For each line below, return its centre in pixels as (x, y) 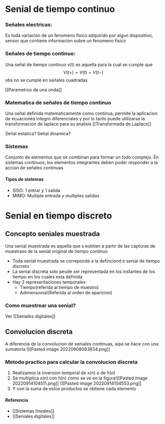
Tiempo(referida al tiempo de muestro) (59, 287)
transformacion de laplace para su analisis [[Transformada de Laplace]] (78, 124)
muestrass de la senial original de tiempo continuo (56, 251)
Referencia (17, 400)
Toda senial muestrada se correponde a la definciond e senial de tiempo (86, 261)
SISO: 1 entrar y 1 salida (36, 190)
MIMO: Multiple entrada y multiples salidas (56, 195)
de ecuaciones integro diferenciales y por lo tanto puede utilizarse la (75, 119)
